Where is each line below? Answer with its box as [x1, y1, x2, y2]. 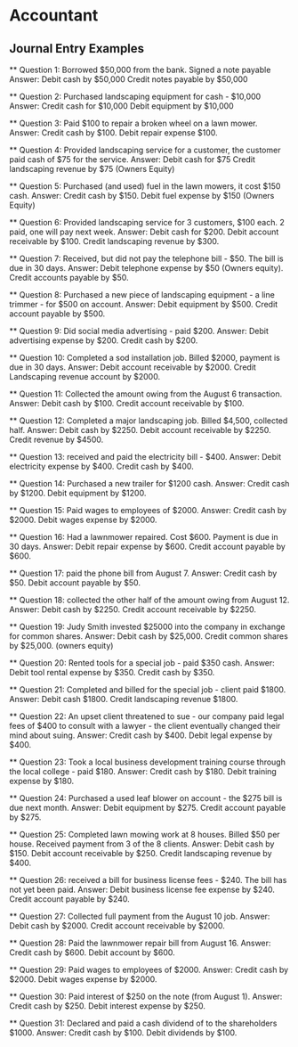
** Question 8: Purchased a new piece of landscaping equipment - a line [9, 290, 276, 299]
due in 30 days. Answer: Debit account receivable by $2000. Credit [9, 362, 256, 372]
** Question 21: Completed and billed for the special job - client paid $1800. [9, 684, 286, 695]
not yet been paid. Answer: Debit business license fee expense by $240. [9, 884, 276, 895]
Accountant [9, 5, 99, 26]
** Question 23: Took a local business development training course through [9, 757, 286, 767]
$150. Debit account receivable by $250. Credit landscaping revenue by [9, 848, 272, 858]
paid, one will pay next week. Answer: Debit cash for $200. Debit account [9, 226, 279, 237]
